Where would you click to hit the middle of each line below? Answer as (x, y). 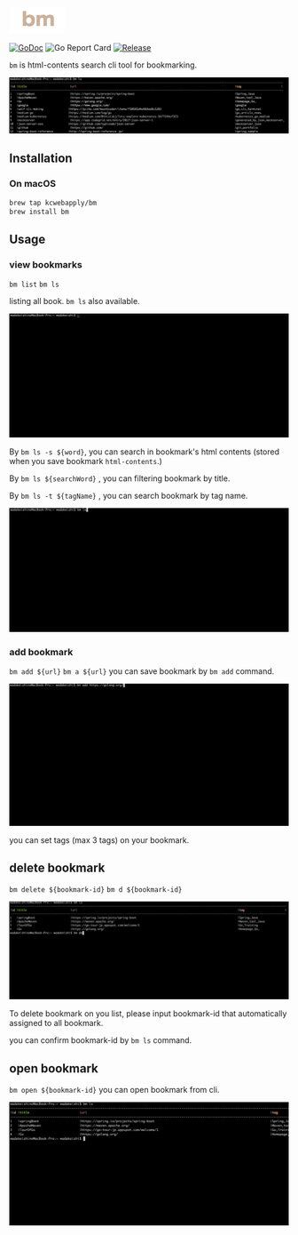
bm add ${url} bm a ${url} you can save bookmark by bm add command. (142, 671)
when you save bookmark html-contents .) (86, 461)
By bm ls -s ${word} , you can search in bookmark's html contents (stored (145, 452)
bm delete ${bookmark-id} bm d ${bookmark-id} (96, 890)
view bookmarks (46, 264)
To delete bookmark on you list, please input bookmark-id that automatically (148, 1014)
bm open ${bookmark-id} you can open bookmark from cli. (114, 1089)
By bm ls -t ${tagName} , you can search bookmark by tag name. (129, 495)
